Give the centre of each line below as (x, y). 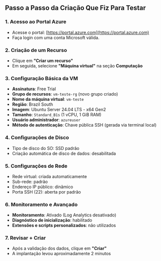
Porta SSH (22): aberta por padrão (46, 192)
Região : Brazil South (32, 104)
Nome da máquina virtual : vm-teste (48, 99)
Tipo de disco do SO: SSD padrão (46, 148)
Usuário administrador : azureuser (46, 120)
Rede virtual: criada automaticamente (49, 176)
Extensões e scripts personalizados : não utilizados (64, 226)
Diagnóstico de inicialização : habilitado (52, 220)
